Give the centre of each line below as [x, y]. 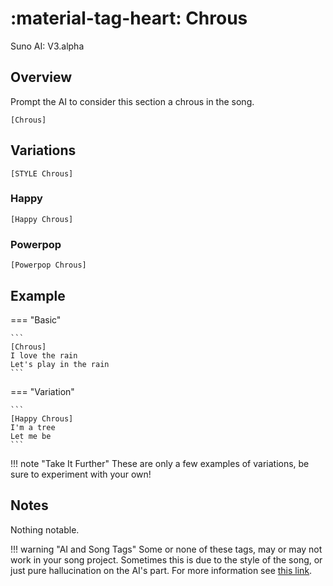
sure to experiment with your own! [81, 474]
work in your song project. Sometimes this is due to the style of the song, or [166, 559]
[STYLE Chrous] [42, 173]
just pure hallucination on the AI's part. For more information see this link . [161, 570]
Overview [41, 77]
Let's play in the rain [60, 364]
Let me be [31, 436]
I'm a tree [33, 427]
